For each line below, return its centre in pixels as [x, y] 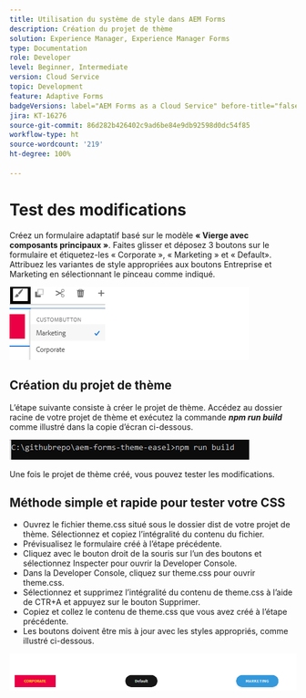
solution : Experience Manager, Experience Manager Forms [120, 38]
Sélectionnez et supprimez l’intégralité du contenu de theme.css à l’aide [158, 592]
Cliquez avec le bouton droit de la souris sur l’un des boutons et [142, 554]
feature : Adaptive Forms [56, 96]
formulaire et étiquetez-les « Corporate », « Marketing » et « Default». [141, 255]
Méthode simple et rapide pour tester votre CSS [148, 502]
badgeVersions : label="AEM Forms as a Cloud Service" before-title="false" [156, 106]
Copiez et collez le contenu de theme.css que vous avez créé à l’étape [155, 612]
